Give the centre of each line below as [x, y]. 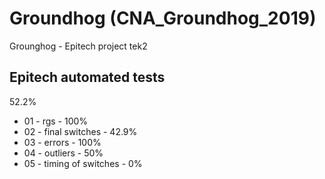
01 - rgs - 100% [56, 121]
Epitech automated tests [87, 77]
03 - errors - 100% [62, 142]
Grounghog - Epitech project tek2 [78, 46]
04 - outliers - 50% [63, 153]
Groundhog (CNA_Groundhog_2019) [163, 18]
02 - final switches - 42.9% [80, 131]
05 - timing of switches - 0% [83, 163]
